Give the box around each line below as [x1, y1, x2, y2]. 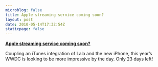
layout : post [5, 17, 33, 22]
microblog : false [5, 7, 42, 13]
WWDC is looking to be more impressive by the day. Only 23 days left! [5, 56, 153, 62]
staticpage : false [5, 27, 44, 32]
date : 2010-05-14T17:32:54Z [5, 21, 65, 27]
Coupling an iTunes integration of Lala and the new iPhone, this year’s [5, 51, 152, 57]
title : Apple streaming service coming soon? [5, 12, 104, 17]
